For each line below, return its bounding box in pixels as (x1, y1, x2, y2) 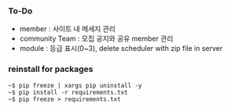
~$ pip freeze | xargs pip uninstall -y (8, 81, 143, 89)
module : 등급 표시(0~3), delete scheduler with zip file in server (19, 44, 223, 53)
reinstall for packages (8, 64, 93, 75)
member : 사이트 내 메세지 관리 (19, 24, 116, 34)
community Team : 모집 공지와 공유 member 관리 (19, 34, 174, 44)
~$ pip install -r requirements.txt (8, 88, 128, 96)
